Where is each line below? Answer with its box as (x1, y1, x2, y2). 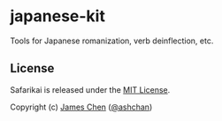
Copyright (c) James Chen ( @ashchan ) (10, 102, 153, 112)
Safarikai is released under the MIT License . (10, 84, 171, 95)
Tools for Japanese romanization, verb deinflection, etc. (10, 35, 214, 46)
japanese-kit (10, 6, 105, 26)
